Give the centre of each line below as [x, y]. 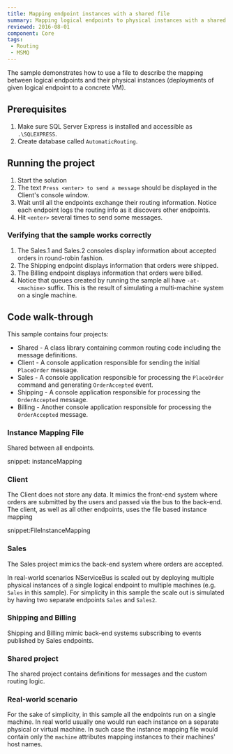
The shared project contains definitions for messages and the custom [107, 674]
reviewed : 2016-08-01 [39, 27]
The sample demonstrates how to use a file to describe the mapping [105, 72]
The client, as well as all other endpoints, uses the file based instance [107, 510]
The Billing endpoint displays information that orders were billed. [110, 273]
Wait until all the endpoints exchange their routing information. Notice [117, 202]
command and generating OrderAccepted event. [85, 385]
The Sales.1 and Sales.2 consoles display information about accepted [116, 250]
